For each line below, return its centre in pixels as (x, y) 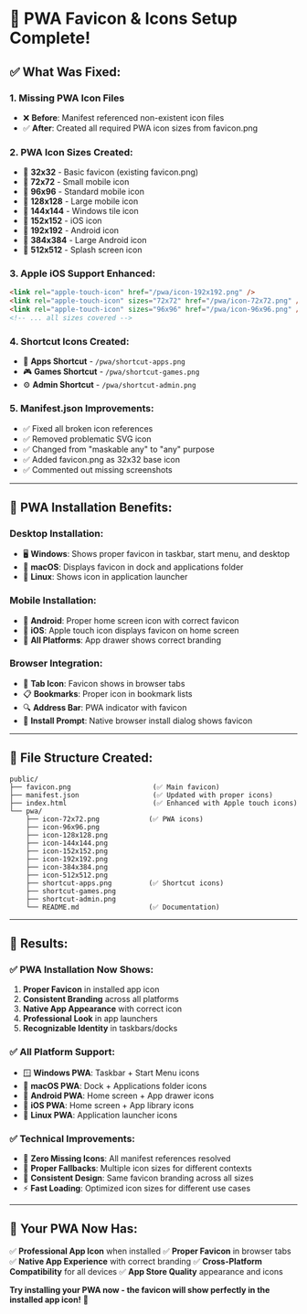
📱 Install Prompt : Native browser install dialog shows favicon (138, 721)
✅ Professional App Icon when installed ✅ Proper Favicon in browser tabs (150, 1251)
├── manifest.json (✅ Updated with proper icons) (142, 795)
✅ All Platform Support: (63, 1052)
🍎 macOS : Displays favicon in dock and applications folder (133, 567)
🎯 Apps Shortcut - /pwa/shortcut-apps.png (104, 361)
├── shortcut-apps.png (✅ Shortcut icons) (125, 883)
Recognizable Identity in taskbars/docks (100, 1029)
